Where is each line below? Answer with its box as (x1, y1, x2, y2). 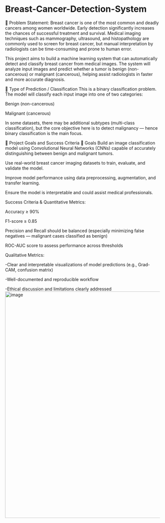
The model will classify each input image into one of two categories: (5, 91, 143, 97)
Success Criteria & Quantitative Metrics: (5, 199, 86, 205)
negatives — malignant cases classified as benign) (5, 233, 108, 239)
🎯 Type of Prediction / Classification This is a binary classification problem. (5, 86, 157, 92)
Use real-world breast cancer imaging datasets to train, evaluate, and (5, 160, 146, 166)
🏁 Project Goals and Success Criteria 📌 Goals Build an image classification (5, 139, 156, 146)
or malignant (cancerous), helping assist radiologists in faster (29, 71, 153, 77)
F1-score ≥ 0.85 (5, 218, 37, 224)
